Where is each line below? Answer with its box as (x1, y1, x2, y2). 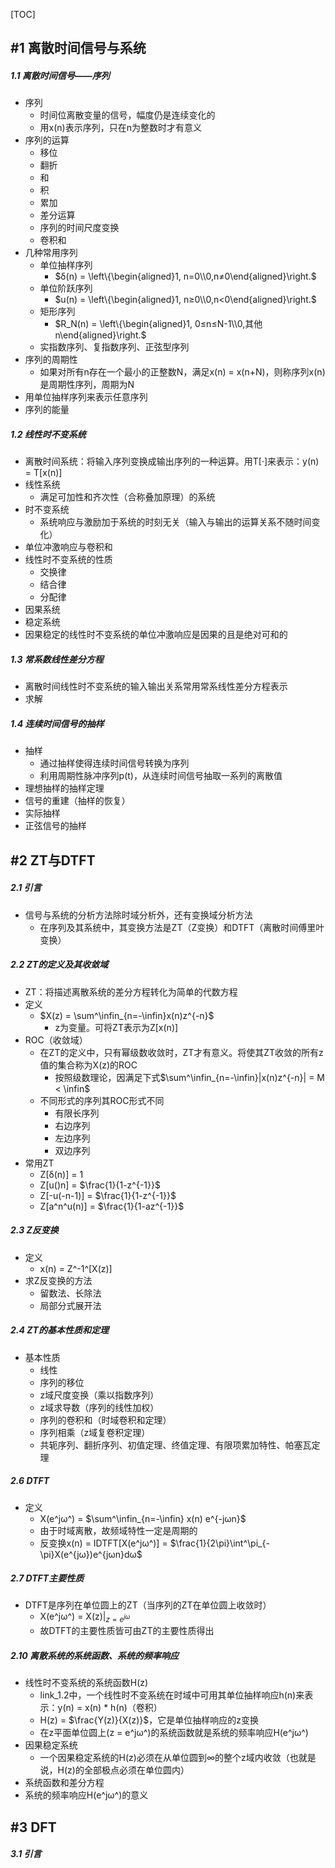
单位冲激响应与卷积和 (24, 541, 113, 553)
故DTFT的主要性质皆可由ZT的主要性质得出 (39, 1625, 215, 1637)
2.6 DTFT (10, 1475, 50, 1487)
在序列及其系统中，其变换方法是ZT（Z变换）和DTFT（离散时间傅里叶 (39, 921, 325, 933)
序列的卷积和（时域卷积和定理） (39, 1414, 172, 1426)
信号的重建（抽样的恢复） (24, 795, 131, 807)
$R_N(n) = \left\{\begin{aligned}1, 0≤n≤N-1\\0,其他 (54, 318, 263, 330)
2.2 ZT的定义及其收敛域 (10, 959, 109, 971)
